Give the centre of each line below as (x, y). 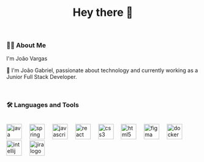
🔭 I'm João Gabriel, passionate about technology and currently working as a (102, 70)
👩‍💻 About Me (26, 45)
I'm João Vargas (27, 59)
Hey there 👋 (103, 13)
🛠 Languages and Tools (43, 105)
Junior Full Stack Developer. (42, 77)
